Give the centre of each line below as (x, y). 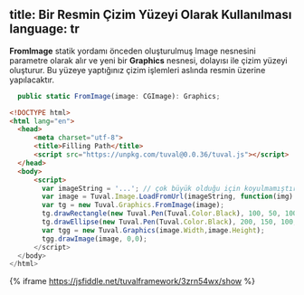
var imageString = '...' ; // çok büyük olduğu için (142, 188)
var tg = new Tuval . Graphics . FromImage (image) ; (133, 205)
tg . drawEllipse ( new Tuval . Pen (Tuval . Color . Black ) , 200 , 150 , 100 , (170, 222)
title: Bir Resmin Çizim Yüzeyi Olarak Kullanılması (151, 15)
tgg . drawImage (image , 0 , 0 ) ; (95, 239)
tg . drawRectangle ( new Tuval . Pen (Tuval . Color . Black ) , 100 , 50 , (161, 214)
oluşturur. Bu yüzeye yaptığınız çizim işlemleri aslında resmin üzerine (138, 70)
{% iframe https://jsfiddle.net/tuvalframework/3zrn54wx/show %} (133, 281)
